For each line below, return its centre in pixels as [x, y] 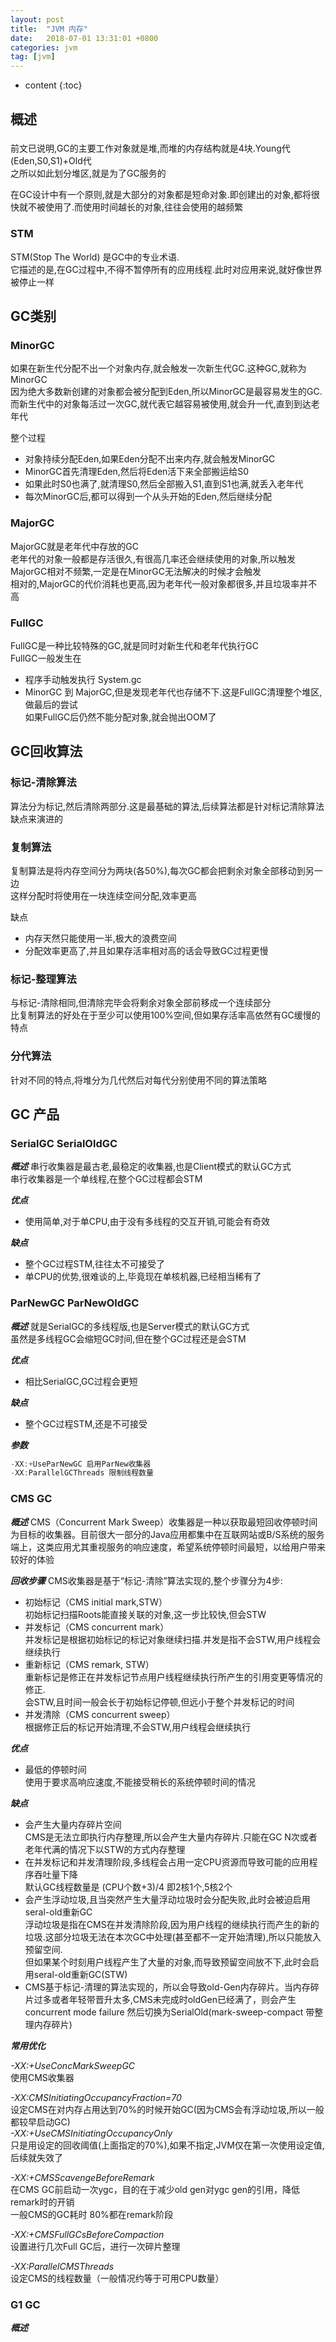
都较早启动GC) [40, 2122]
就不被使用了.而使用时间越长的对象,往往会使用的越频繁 [131, 207]
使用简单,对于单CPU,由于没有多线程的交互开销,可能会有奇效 [147, 1222]
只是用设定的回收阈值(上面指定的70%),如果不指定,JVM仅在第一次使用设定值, [167, 2145]
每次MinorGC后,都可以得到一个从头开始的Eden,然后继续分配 [148, 497]
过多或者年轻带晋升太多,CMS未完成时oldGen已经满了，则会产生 [165, 1999]
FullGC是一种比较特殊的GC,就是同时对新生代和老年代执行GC [134, 646]
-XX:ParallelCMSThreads [62, 2266]
